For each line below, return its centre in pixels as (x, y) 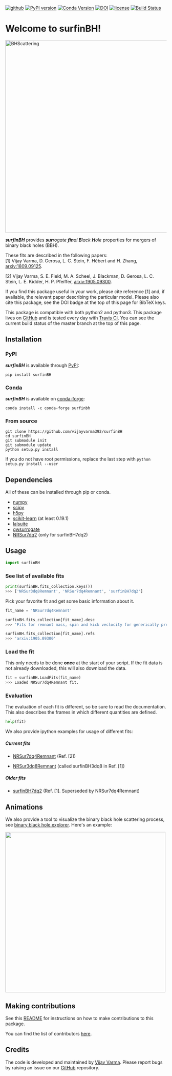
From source (21, 421)
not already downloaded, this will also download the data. (66, 668)
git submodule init (26, 441)
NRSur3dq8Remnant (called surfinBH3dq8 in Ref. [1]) (69, 766)
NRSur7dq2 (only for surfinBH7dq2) (50, 535)
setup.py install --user (32, 464)
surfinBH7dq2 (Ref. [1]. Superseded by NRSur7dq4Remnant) (76, 791)
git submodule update (28, 445)
